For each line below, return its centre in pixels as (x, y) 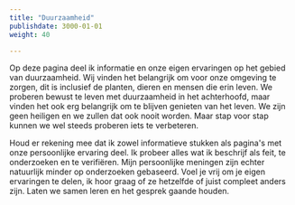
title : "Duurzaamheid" (52, 18)
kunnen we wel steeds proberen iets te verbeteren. (104, 126)
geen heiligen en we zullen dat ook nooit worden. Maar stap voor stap (139, 116)
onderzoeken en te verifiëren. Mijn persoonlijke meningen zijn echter (137, 163)
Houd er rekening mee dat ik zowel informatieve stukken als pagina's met (146, 143)
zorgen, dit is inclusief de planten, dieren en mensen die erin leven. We (141, 88)
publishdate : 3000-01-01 (56, 26)
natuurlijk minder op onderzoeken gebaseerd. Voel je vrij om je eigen (138, 172)
